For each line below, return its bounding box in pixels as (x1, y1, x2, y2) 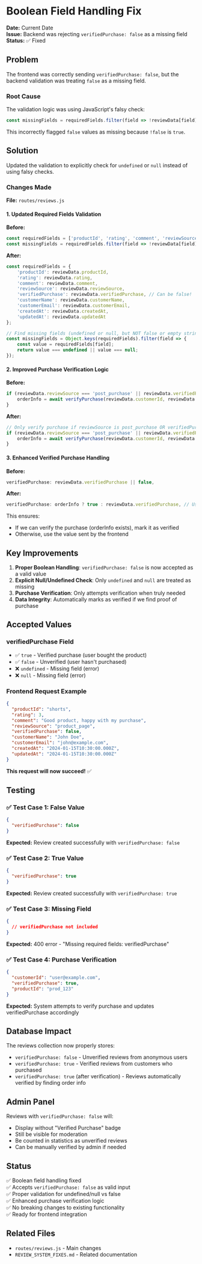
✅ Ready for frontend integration (6, 1210, 87, 1218)
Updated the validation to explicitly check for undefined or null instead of (6, 161, 188, 169)
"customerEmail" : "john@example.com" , (11, 740, 109, 746)
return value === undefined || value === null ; (17, 347, 138, 353)
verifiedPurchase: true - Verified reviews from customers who (14, 1060, 173, 1067)
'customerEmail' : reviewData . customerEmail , (17, 302, 130, 309)
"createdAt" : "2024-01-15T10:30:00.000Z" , (11, 746, 120, 752)
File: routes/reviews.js (6, 197, 65, 204)
